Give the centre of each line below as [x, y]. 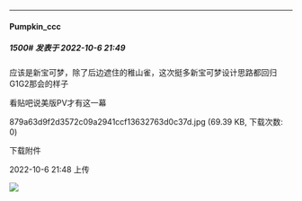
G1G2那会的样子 [39, 83]
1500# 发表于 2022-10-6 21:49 [67, 48]
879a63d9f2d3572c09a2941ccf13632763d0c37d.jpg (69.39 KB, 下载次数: [146, 121]
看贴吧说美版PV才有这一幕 [58, 102]
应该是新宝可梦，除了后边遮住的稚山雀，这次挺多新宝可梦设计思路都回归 [143, 72]
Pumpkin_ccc [35, 26]
